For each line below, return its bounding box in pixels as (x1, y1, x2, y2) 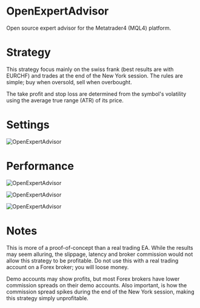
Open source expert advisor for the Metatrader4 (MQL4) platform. (6, 24, 172, 32)
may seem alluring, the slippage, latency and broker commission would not (6, 250, 193, 258)
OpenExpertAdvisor (6, 4, 109, 18)
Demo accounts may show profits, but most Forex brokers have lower (6, 275, 180, 283)
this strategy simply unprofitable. (6, 294, 89, 301)
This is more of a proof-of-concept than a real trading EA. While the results (6, 244, 193, 251)
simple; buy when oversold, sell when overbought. (6, 78, 132, 85)
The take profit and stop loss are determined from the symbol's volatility (6, 90, 187, 98)
